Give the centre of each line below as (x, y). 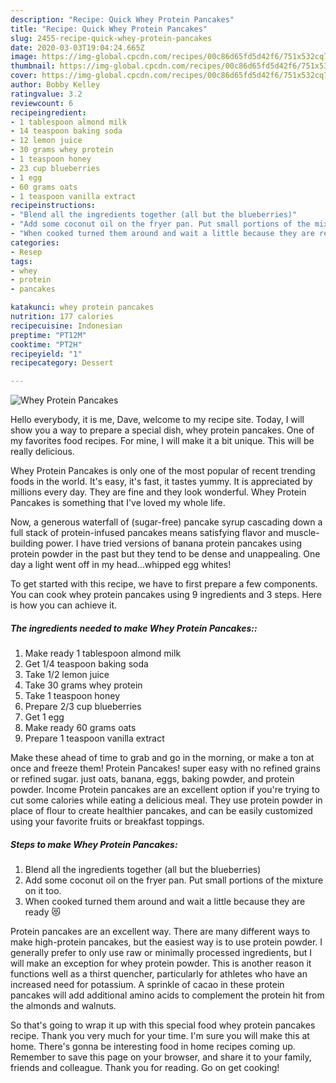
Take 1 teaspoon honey (72, 696)
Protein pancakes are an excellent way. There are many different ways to (160, 932)
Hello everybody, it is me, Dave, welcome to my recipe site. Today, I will (157, 420)
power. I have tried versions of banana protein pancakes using (174, 543)
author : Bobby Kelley (55, 85)
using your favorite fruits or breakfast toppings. (107, 822)
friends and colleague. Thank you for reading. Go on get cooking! (145, 1068)
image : (24, 57)
